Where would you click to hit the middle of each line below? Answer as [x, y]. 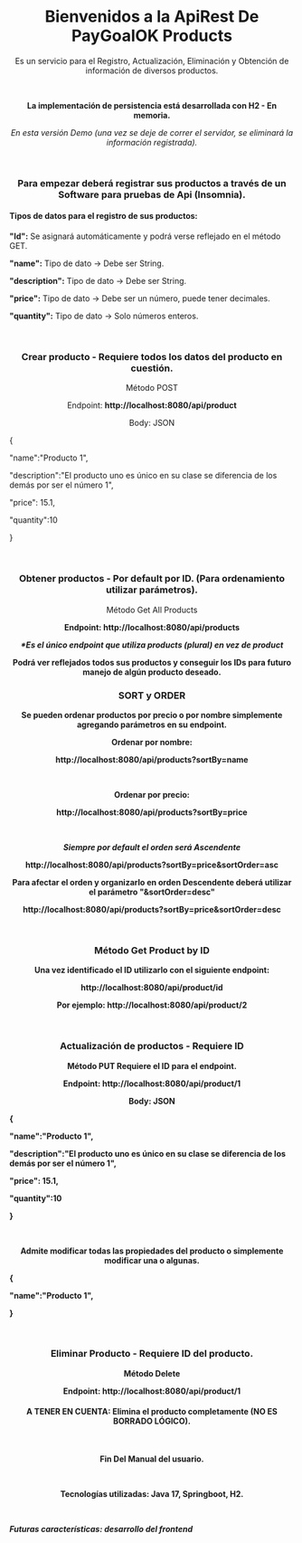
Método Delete [152, 1373]
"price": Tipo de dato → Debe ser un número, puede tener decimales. [140, 298]
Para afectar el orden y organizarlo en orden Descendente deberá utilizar [152, 882]
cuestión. [152, 368]
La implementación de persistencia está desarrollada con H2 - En [152, 105]
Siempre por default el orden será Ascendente [152, 847]
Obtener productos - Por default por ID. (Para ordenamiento [152, 579]
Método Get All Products [152, 610]
